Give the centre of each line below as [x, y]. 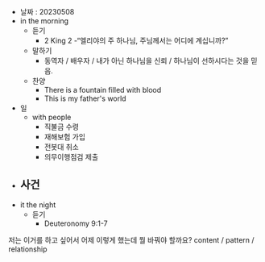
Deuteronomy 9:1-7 [76, 223]
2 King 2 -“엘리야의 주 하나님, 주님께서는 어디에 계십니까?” [136, 40]
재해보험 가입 [65, 137]
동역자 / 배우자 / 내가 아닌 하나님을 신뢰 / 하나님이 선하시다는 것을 [147, 60]
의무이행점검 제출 [71, 157]
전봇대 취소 [61, 147]
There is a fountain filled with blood [103, 90]
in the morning [44, 21]
